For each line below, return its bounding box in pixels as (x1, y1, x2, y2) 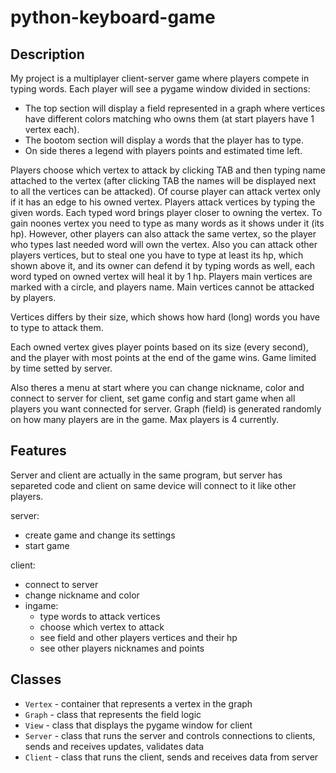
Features (10, 442, 67, 460)
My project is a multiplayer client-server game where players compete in (10, 72, 310, 84)
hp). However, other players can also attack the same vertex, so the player (10, 228, 317, 240)
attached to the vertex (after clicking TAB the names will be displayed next (10, 175, 317, 186)
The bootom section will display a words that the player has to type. (24, 134, 304, 146)
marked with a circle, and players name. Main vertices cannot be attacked (10, 281, 315, 293)
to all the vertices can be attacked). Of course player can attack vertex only (10, 186, 321, 197)
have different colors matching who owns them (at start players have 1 (24, 113, 315, 125)
